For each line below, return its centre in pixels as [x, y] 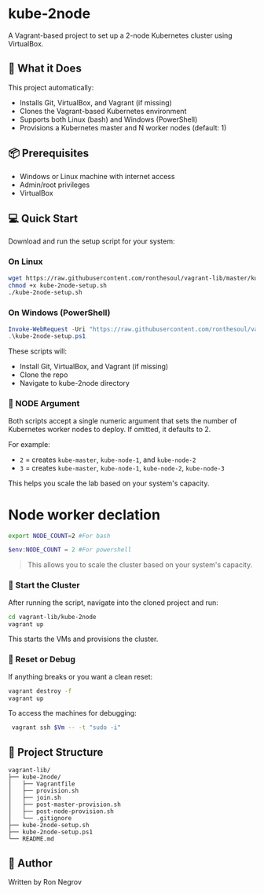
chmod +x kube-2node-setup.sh [58, 285]
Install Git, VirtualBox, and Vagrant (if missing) [94, 367]
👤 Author [30, 863]
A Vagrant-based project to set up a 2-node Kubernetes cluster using [121, 35]
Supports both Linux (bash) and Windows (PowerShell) [108, 119]
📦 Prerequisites [49, 154]
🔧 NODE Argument [44, 404]
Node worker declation [84, 515]
